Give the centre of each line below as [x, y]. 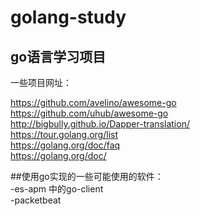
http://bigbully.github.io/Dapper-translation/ [100, 124]
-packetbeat [36, 200]
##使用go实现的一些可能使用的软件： [87, 176]
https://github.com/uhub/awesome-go [89, 113]
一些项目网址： [41, 82]
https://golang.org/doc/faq [65, 145]
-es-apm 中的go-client [57, 189]
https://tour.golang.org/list [64, 134]
